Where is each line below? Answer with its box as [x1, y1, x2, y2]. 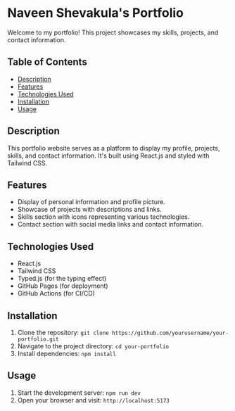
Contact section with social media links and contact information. [17, 220, 204, 229]
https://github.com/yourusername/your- [111, 329, 229, 336]
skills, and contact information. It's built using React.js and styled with [7, 151, 210, 160]
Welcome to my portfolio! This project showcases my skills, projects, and [7, 28, 219, 37]
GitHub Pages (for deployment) [17, 282, 108, 290]
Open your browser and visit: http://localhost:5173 [17, 396, 170, 404]
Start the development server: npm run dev [17, 388, 141, 397]
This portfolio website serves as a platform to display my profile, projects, [7, 144, 220, 152]
